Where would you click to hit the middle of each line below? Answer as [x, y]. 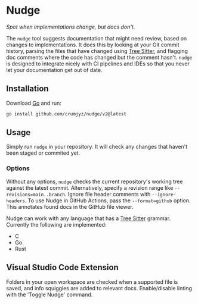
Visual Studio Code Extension [63, 267]
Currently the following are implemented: [56, 224]
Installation [27, 89]
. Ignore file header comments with [108, 194]
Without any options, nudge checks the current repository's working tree [95, 181]
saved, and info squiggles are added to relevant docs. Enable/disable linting [99, 288]
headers [16, 201]
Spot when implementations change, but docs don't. [71, 27]
